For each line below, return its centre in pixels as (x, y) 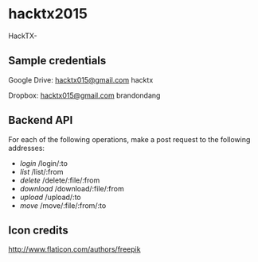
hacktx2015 (48, 14)
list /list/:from (41, 171)
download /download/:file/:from (72, 188)
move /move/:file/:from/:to (63, 205)
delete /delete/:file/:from (60, 180)
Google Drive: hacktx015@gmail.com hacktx (81, 79)
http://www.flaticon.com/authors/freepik (74, 249)
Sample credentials (57, 61)
